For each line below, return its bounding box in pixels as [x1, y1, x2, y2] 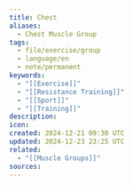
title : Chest [9, 12, 58, 22]
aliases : [9, 21, 42, 30]
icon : [9, 121, 29, 130]
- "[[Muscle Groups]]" [17, 153, 101, 163]
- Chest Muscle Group [17, 29, 98, 38]
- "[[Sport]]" [17, 95, 69, 105]
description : [9, 112, 58, 121]
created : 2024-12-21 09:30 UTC [9, 129, 125, 138]
